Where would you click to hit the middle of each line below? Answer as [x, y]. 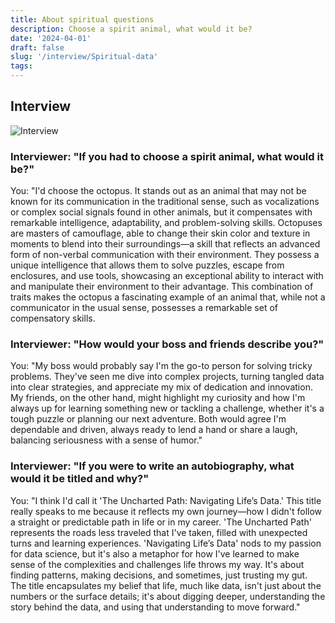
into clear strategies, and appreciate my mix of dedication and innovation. [161, 387]
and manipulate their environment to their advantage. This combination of [162, 287]
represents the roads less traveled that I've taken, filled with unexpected [159, 532]
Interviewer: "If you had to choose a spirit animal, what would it [167, 156]
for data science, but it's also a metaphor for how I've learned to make [155, 553]
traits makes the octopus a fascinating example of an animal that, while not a [168, 297]
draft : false [37, 47]
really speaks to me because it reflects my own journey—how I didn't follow [166, 511]
